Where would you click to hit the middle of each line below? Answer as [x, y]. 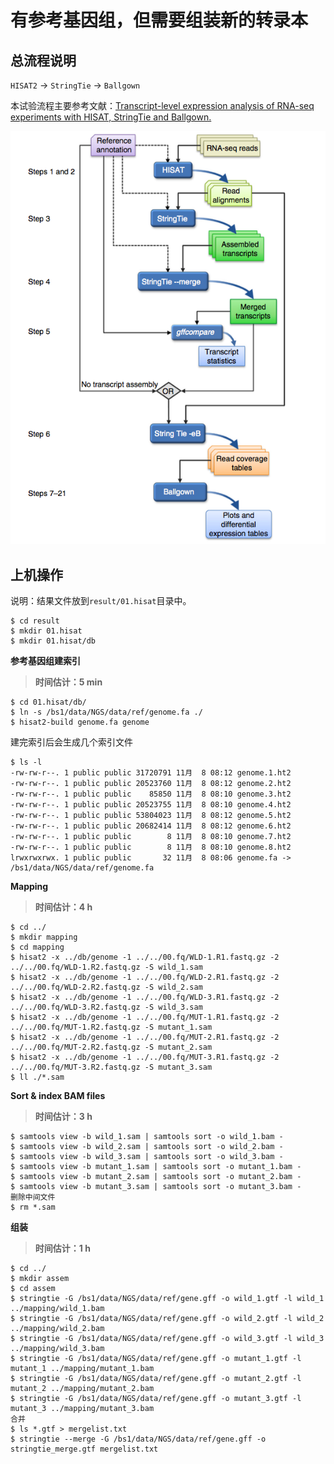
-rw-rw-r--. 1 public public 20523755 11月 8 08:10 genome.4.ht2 [151, 805]
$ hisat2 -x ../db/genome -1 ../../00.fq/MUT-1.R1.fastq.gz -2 [145, 1017]
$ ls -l [26, 762]
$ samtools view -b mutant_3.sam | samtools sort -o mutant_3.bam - [156, 1187]
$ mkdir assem [40, 1279]
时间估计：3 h [63, 1117]
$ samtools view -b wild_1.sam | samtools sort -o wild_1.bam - [147, 1137]
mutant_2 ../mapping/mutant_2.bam [82, 1389]
